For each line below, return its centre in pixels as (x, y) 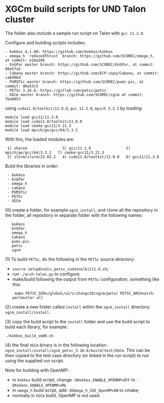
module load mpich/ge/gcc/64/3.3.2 (41, 130)
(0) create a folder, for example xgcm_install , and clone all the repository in (82, 210)
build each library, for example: (36, 327)
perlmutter (23, 298)
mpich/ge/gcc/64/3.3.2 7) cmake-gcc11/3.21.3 (55, 153)
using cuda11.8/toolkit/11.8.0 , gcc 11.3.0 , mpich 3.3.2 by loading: (74, 108)
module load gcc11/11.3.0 (31, 117)
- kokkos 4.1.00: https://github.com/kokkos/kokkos (59, 52)
